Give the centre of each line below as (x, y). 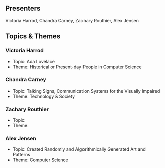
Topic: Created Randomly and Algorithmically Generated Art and (79, 149)
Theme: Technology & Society (44, 96)
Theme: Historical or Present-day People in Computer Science (77, 67)
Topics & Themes (33, 36)
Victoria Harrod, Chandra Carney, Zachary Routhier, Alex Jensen (72, 20)
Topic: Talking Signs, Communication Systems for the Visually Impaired (86, 91)
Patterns (21, 155)
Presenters (23, 8)
